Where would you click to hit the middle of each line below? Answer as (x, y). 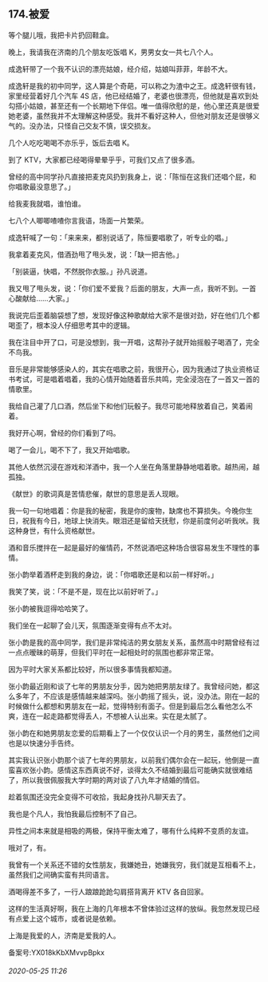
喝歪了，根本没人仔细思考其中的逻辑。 (71, 325)
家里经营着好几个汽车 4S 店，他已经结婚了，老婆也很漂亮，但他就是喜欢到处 (134, 96)
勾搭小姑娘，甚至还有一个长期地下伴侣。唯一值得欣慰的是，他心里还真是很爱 (134, 105)
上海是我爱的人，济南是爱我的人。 (64, 935)
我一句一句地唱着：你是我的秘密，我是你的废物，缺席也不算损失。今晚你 (127, 511)
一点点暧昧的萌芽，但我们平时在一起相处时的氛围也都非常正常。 (113, 652)
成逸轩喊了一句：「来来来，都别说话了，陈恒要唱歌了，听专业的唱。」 (120, 237)
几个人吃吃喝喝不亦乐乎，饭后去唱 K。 (71, 143)
